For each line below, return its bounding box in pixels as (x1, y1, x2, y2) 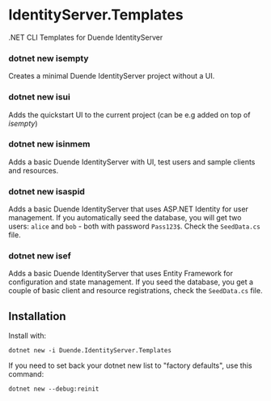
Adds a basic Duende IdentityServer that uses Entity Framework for (8, 269, 233, 279)
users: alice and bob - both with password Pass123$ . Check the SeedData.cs (8, 221, 260, 232)
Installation (8, 309, 66, 323)
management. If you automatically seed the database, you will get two (8, 213, 242, 223)
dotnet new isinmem (8, 139, 91, 150)
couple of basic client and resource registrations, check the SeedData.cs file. (8, 286, 263, 296)
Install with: (8, 331, 47, 341)
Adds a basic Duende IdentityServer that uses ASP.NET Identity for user (8, 204, 249, 214)
